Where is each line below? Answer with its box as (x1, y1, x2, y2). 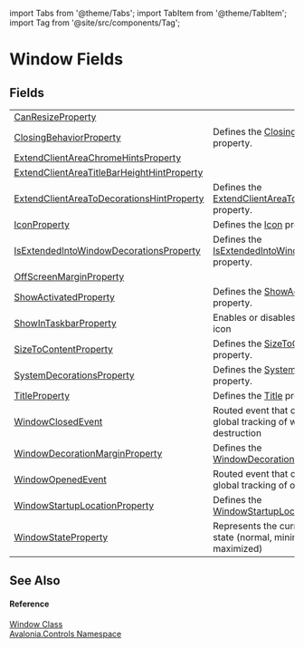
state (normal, (212, 531, 272, 543)
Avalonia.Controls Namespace (9, 628, 122, 639)
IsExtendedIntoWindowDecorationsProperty (14, 245, 201, 256)
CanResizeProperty (14, 111, 97, 123)
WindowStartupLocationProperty (14, 499, 155, 511)
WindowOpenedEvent (14, 473, 107, 486)
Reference (9, 598, 50, 609)
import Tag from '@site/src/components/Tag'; (9, 17, 181, 28)
